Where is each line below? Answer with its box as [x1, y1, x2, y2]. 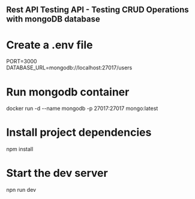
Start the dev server [6, 167, 108, 180]
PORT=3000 [6, 58, 37, 65]
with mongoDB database [6, 14, 100, 25]
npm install [6, 146, 34, 153]
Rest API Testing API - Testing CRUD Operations [6, 5, 189, 15]
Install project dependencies [6, 125, 152, 139]
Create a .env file [6, 38, 93, 51]
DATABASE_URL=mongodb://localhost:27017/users [6, 64, 133, 71]
